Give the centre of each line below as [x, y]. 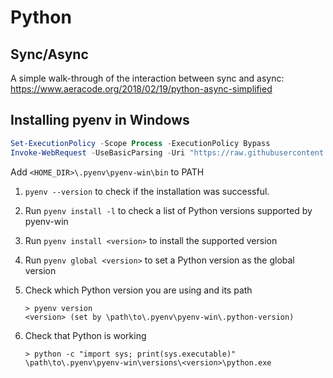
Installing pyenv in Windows [100, 120]
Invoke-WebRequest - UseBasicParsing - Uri [98, 152]
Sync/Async [49, 54]
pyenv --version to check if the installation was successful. [147, 191]
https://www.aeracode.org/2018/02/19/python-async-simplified [141, 89]
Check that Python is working [85, 335]
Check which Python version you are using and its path [138, 290]
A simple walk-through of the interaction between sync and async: [147, 78]
